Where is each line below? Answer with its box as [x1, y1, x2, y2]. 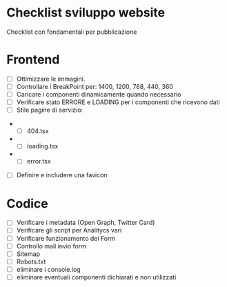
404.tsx [26, 127, 49, 135]
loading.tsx [26, 142, 59, 150]
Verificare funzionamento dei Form [16, 234, 116, 242]
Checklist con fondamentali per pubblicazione [6, 28, 137, 36]
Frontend [6, 52, 60, 68]
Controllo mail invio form [16, 241, 87, 250]
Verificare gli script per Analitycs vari [16, 226, 122, 235]
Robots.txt [16, 257, 46, 266]
